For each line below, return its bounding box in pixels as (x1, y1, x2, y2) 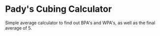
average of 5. (5, 25, 32, 31)
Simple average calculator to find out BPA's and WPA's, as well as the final (5, 20, 156, 26)
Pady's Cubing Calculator (5, 3, 112, 15)
